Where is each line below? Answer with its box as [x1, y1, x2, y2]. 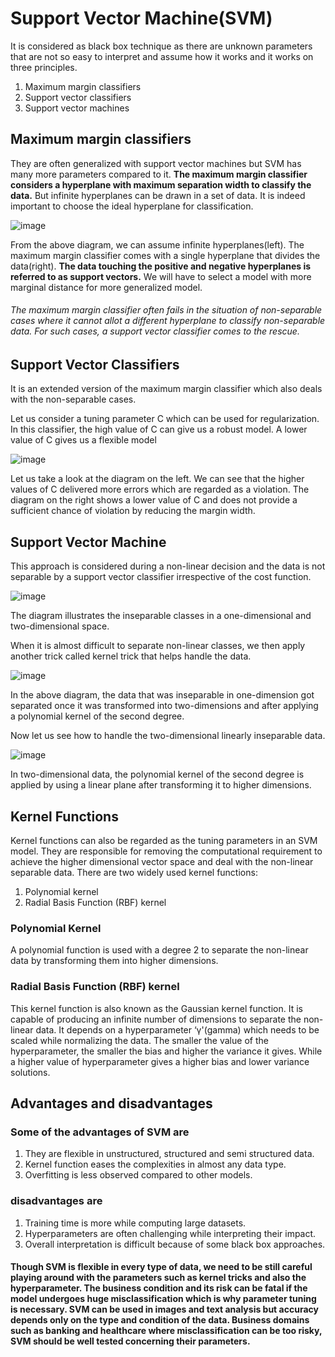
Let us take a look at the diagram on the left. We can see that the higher [10, 473, 305, 485]
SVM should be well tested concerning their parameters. [10, 1335, 251, 1347]
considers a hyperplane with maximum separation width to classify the [10, 178, 312, 191]
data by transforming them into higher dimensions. [10, 955, 219, 967]
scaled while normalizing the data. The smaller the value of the [10, 1034, 269, 1046]
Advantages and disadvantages [10, 1095, 213, 1112]
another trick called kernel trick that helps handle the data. [10, 650, 252, 662]
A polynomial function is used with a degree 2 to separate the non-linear [10, 944, 309, 956]
